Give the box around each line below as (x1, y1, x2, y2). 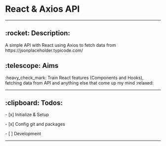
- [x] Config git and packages (5, 121, 65, 127)
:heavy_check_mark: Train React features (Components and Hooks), (5, 75, 144, 81)
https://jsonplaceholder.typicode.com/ (5, 47, 83, 53)
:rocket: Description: (5, 29, 70, 37)
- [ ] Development (5, 131, 41, 137)
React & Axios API (5, 3, 80, 15)
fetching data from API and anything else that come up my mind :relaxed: (5, 80, 154, 86)
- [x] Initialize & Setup (5, 112, 49, 117)
